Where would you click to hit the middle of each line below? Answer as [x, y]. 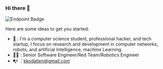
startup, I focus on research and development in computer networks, [85, 44]
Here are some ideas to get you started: [47, 29]
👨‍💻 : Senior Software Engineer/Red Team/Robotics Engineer [76, 55]
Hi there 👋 [18, 8]
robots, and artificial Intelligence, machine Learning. [68, 50]
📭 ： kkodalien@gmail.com [41, 61]
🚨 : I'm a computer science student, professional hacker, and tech [82, 39]
